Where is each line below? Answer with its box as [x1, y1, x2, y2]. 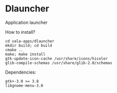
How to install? [5, 29, 36, 35]
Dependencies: [5, 69, 36, 75]
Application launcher [5, 19, 48, 25]
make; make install [5, 52, 46, 57]
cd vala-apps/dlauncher [5, 38, 55, 44]
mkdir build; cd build [5, 43, 52, 48]
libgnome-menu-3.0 [5, 83, 43, 88]
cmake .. [5, 47, 23, 52]
